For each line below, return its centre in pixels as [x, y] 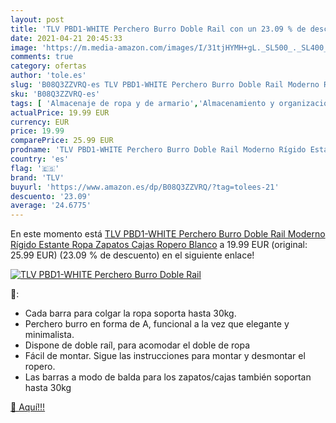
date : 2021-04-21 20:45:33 [66, 38]
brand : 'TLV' [37, 177]
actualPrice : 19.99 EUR [60, 112]
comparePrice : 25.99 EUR [62, 141]
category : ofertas [48, 66]
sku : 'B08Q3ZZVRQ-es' [55, 94]
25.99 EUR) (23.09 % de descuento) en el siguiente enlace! [132, 255]
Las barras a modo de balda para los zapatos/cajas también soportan [168, 377]
